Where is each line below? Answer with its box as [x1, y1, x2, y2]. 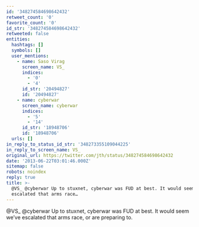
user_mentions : [11, 53, 49, 59]
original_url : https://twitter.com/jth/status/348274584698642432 [6, 152, 174, 158]
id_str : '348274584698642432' [6, 25, 81, 31]
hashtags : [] [11, 42, 44, 48]
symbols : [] [11, 48, 41, 53]
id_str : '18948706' [21, 125, 70, 131]
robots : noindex [6, 169, 46, 175]
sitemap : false [6, 163, 44, 169]
